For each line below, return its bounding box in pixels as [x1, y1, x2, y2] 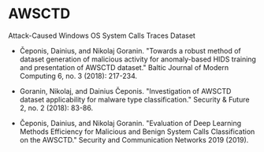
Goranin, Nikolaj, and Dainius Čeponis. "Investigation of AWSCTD [19, 86, 232, 95]
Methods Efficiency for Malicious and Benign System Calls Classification [19, 127, 255, 136]
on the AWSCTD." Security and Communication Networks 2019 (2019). [19, 135, 249, 144]
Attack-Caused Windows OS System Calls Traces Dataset [8, 31, 195, 40]
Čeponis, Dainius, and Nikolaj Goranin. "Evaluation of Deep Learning [19, 118, 242, 128]
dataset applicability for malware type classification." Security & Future [19, 95, 250, 104]
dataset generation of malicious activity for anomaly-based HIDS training [19, 54, 256, 64]
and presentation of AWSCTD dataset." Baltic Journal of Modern [19, 62, 229, 72]
